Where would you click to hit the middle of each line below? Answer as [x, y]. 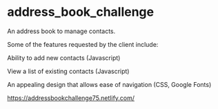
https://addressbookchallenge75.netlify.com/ [71, 98]
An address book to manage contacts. [61, 31]
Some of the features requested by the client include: [83, 44]
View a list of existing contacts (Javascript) [68, 71]
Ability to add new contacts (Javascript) [64, 58]
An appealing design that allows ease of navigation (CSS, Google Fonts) [109, 84]
